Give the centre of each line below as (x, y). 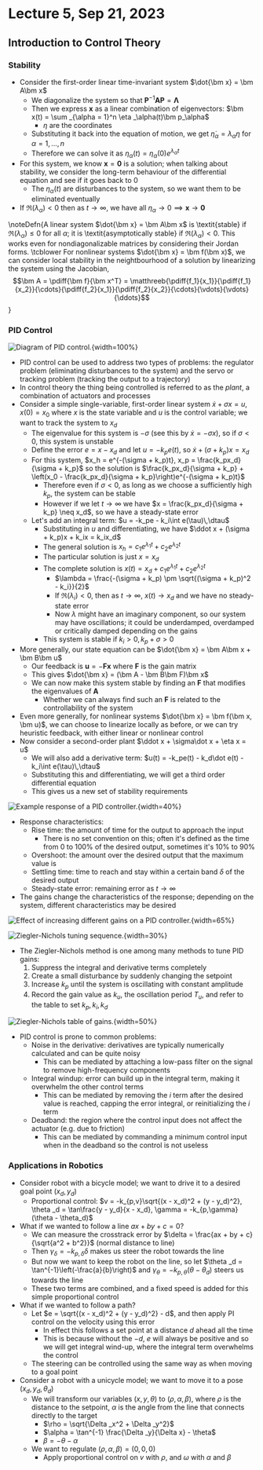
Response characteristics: (62, 821)
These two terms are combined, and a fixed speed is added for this (140, 1289)
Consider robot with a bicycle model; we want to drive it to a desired (130, 1183)
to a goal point (55, 1372)
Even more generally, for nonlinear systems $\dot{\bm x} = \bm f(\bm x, (136, 716)
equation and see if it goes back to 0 (79, 180)
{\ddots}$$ (132, 298)
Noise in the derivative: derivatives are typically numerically (128, 1045)
